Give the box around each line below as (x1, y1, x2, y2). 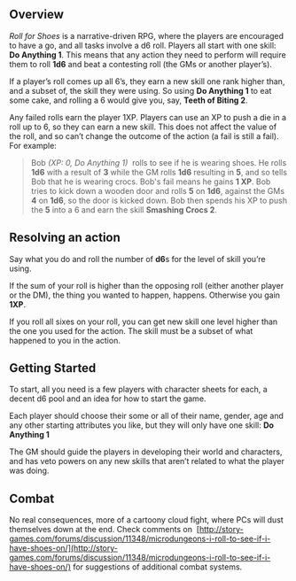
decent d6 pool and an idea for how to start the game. (9, 393, 206, 404)
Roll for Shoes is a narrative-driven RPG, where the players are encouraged (9, 30, 284, 41)
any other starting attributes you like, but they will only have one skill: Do (9, 420, 275, 430)
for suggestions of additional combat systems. (72, 562, 243, 572)
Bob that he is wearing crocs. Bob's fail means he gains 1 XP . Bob (30, 176, 271, 187)
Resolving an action (9, 230, 121, 245)
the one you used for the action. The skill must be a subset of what (9, 325, 253, 336)
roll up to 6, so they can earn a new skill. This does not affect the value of (9, 121, 277, 132)
